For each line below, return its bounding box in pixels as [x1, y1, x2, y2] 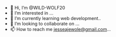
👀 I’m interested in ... [10, 10, 54, 16]
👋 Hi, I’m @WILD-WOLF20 [10, 5, 65, 10]
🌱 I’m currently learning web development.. [10, 15, 101, 21]
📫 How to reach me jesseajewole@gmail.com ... [10, 26, 111, 32]
